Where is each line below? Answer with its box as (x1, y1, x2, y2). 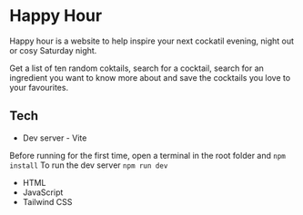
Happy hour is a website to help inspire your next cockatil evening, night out (9, 35, 294, 46)
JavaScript (22, 187, 64, 198)
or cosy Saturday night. (9, 44, 97, 55)
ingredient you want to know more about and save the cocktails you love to (9, 72, 291, 83)
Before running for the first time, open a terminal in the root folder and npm (9, 150, 287, 161)
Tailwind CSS (22, 196, 73, 207)
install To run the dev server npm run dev (9, 160, 168, 171)
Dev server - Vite (22, 132, 87, 143)
